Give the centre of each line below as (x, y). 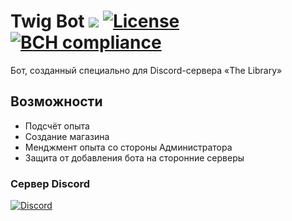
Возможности (56, 101)
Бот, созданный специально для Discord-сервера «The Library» (146, 70)
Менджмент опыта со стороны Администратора (128, 147)
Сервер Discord (50, 183)
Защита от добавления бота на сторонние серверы (134, 157)
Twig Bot (47, 21)
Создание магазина (67, 136)
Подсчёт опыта (57, 126)
